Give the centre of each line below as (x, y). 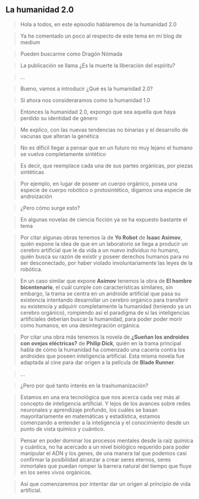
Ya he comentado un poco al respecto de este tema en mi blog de (101, 36)
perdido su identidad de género (59, 118)
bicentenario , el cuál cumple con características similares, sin (97, 287)
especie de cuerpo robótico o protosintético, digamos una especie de (106, 190)
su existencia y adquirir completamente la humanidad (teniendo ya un (106, 306)
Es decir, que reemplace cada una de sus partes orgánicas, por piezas (106, 165)
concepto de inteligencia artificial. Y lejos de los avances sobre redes (105, 403)
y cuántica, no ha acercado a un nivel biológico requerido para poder (105, 447)
